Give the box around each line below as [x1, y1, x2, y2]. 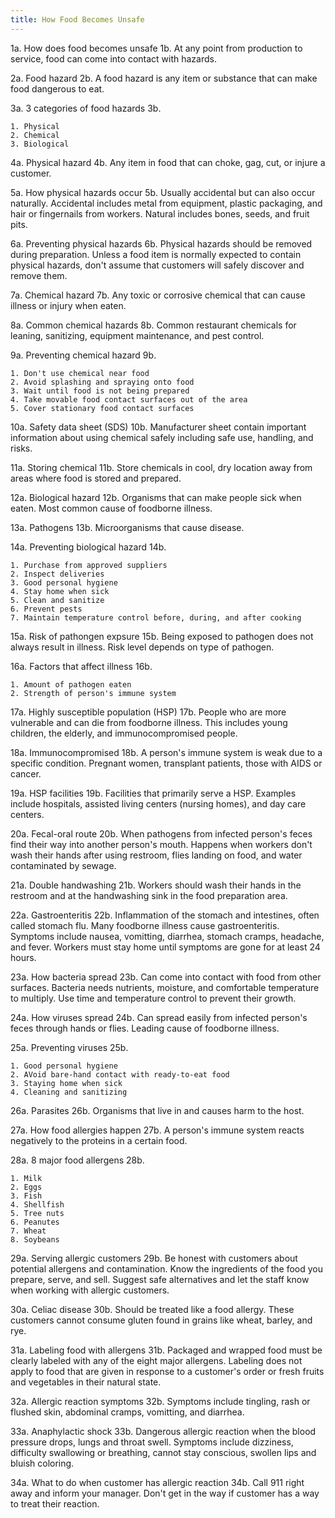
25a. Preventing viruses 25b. [10, 1041, 129, 1053]
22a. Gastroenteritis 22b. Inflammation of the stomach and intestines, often [10, 909, 320, 921]
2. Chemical [10, 130, 60, 140]
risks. [10, 442, 33, 454]
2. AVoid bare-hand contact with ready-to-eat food [10, 1069, 230, 1080]
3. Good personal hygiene [10, 577, 118, 588]
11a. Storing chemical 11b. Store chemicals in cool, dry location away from [10, 461, 313, 473]
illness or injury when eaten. [10, 299, 127, 311]
